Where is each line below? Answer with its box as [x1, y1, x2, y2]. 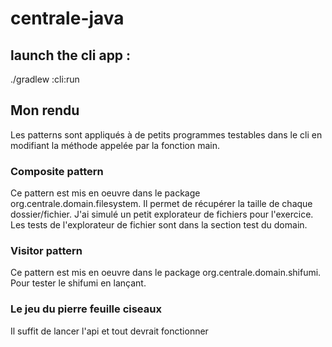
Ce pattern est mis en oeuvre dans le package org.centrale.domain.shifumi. [10, 267, 322, 279]
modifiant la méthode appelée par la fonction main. [10, 139, 221, 151]
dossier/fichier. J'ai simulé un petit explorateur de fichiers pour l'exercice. [10, 208, 314, 221]
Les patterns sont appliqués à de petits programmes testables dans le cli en [10, 128, 323, 141]
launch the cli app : [10, 47, 132, 64]
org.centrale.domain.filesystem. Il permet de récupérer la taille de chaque [10, 198, 313, 210]
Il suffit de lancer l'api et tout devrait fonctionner [10, 325, 209, 337]
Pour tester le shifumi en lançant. [10, 277, 147, 289]
